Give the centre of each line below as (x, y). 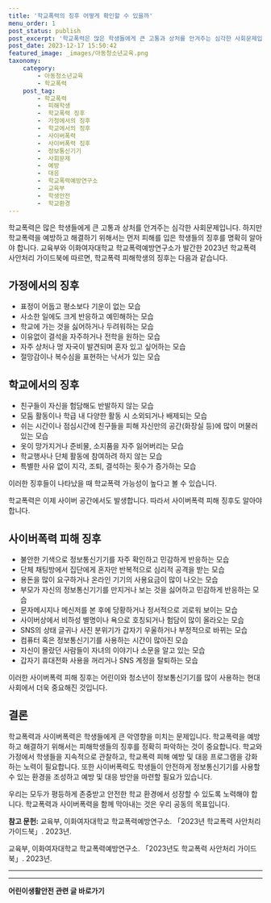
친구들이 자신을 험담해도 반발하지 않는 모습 (87, 406)
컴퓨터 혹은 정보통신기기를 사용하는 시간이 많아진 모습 (104, 640)
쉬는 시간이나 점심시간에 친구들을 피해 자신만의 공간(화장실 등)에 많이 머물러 (139, 426)
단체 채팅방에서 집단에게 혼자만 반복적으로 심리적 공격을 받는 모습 (122, 569)
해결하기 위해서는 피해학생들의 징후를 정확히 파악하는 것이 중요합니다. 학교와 (143, 746)
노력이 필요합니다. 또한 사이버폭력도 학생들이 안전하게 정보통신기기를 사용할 (142, 767)
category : (40, 69)
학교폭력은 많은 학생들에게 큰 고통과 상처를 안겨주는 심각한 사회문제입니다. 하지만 (135, 228)
